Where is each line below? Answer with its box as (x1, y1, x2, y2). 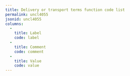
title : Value (14, 58, 42, 63)
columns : (5, 21, 24, 26)
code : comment (14, 49, 44, 54)
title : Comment (14, 44, 46, 49)
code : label (14, 35, 39, 40)
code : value (14, 63, 39, 68)
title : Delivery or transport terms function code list (5, 7, 125, 12)
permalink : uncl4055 (5, 12, 49, 17)
